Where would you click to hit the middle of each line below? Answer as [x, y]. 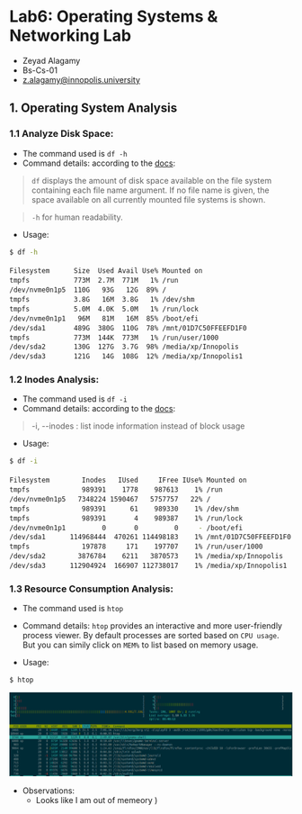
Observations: [48, 791]
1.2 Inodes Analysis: [54, 380]
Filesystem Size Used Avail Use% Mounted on [106, 271]
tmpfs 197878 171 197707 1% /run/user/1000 [136, 547]
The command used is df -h [75, 153]
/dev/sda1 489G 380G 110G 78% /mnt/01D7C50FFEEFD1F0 [128, 328]
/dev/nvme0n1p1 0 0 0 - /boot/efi [126, 528]
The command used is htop [73, 609]
